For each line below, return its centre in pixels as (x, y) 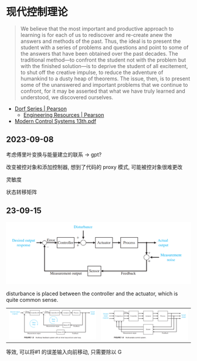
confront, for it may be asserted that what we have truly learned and (103, 91)
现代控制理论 (37, 12)
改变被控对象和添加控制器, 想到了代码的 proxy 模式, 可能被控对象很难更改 (94, 167)
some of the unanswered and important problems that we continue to (104, 85)
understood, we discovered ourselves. (67, 97)
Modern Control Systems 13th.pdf (55, 121)
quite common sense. (32, 300)
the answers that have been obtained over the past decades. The (99, 53)
